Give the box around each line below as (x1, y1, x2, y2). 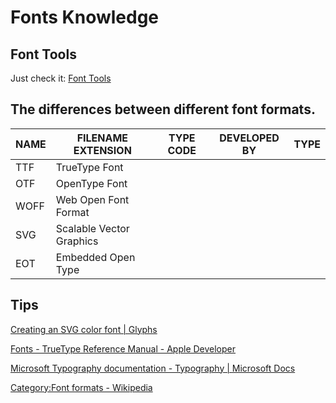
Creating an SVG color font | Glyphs (10, 323, 158, 335)
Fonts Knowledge (10, 6, 160, 29)
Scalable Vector (55, 221, 130, 235)
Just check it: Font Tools (10, 72, 112, 84)
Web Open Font (55, 192, 130, 206)
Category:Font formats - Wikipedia (10, 381, 153, 393)
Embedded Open (55, 250, 136, 264)
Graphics (55, 234, 99, 248)
